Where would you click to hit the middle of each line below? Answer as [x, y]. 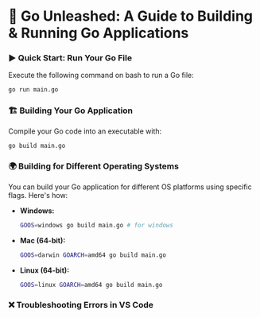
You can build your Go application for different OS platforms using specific [130, 187]
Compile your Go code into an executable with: [85, 131]
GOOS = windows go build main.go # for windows [96, 225]
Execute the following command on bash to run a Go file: [101, 76]
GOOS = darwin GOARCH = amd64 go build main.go [93, 255]
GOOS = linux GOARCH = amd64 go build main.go [91, 285]
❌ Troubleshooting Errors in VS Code [81, 305]
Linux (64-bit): [45, 270]
